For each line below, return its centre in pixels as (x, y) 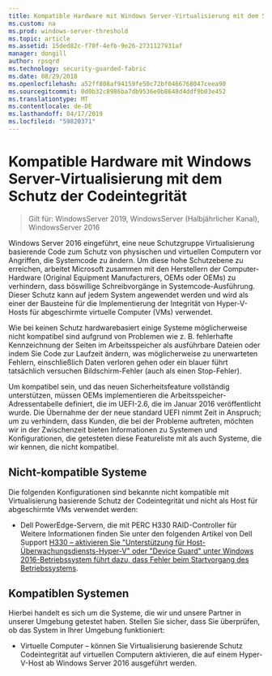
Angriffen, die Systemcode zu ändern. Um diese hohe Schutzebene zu (126, 260)
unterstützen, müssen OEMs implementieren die (89, 395)
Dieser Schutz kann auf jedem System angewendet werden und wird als (128, 295)
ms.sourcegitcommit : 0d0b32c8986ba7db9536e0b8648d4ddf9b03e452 (117, 91)
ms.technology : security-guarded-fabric (78, 69)
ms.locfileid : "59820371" (52, 122)
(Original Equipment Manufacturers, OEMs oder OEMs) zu (140, 278)
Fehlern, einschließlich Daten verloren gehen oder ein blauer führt (118, 362)
